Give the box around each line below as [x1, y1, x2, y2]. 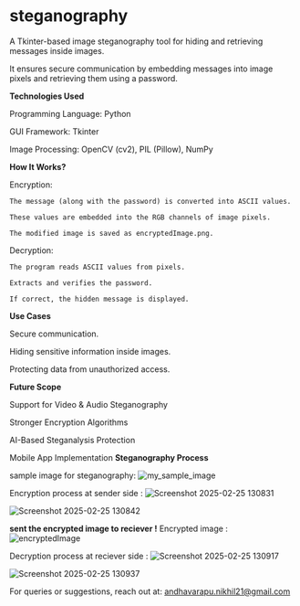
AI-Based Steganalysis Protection [9, 434, 136, 445]
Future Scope [9, 381, 62, 392]
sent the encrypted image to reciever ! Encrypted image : [9, 523, 228, 534]
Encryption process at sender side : [9, 487, 143, 498]
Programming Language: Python [9, 108, 131, 119]
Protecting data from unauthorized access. [9, 363, 171, 375]
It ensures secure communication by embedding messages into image [9, 63, 274, 74]
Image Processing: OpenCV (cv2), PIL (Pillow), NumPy [9, 144, 214, 154]
